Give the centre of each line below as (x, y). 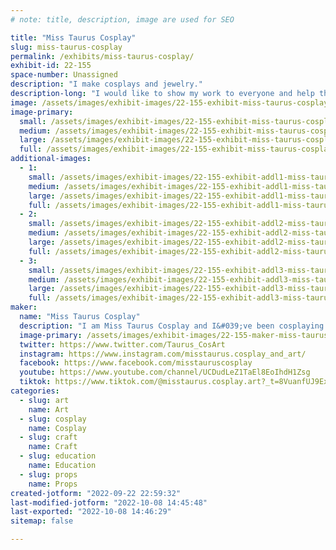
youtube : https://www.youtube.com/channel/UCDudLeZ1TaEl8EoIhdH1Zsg (165, 372)
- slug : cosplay (53, 419)
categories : (35, 391)
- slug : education (58, 456)
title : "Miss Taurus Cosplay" (73, 37)
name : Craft (53, 447)
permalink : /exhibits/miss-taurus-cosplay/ (102, 56)
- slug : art (44, 400)
